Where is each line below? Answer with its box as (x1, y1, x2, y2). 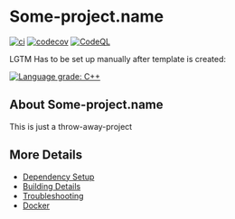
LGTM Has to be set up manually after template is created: (9, 53, 226, 64)
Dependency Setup (22, 171, 95, 182)
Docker (22, 200, 51, 211)
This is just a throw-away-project (9, 121, 133, 132)
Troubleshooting (22, 190, 84, 201)
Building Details (22, 180, 81, 191)
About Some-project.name (9, 97, 164, 113)
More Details (9, 147, 83, 163)
